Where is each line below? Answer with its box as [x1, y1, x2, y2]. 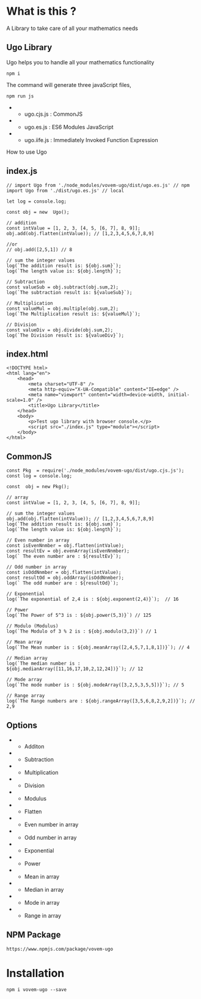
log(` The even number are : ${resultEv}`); [6, 553, 122, 560]
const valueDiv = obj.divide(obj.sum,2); [6, 326, 114, 333]
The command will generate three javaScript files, [6, 81, 131, 88]
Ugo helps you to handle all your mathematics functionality [6, 58, 155, 66]
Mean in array [24, 873, 60, 880]
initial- [167, 392, 190, 398]
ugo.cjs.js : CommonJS [24, 110, 83, 118]
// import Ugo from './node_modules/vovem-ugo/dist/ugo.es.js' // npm [6, 182, 190, 188]
